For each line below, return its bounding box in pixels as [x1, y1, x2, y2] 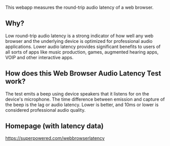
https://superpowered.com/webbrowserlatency [5, 135, 105, 141]
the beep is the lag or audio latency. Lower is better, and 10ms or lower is [5, 102, 159, 108]
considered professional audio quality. [5, 107, 86, 113]
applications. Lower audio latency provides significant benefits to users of [5, 43, 161, 50]
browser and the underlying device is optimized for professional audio [5, 38, 153, 44]
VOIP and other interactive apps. [5, 54, 74, 60]
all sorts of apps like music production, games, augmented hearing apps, [5, 48, 159, 55]
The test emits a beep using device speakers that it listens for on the [5, 90, 150, 96]
